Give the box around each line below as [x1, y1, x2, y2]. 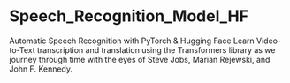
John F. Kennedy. [9, 64, 73, 74]
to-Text [9, 44, 35, 55]
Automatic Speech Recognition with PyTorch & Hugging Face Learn [9, 35, 255, 46]
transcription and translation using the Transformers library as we [36, 44, 276, 55]
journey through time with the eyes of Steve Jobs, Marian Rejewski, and [9, 54, 271, 64]
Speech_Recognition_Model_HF [9, 6, 249, 26]
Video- [256, 35, 281, 46]
